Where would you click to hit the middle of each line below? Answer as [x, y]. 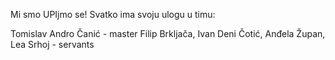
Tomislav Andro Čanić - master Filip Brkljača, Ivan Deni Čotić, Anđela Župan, [168, 33]
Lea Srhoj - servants [52, 44]
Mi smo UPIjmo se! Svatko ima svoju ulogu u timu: [113, 14]
